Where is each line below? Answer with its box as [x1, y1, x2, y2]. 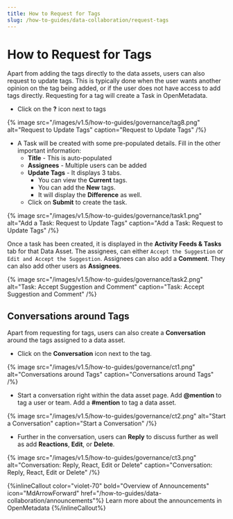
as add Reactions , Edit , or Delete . [17, 440, 115, 448]
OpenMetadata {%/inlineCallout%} [7, 504, 106, 512]
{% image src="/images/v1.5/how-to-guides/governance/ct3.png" [7, 454, 197, 462]
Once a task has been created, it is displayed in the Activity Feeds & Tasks [7, 240, 222, 248]
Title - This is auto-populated [27, 154, 112, 162]
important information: [17, 146, 82, 155]
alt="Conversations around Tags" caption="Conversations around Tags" [7, 371, 214, 379]
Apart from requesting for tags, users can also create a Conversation [7, 329, 206, 337]
